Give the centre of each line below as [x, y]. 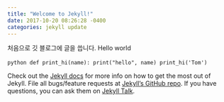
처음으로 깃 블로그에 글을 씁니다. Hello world [69, 48]
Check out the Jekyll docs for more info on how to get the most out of [109, 76]
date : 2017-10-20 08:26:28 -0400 [57, 21]
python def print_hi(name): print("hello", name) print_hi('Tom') [107, 63]
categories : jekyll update [47, 27]
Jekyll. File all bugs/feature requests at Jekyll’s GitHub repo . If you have [112, 84]
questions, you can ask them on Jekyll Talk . [71, 91]
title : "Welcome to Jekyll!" [50, 14]
